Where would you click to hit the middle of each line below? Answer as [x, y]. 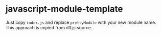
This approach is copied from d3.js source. [49, 27]
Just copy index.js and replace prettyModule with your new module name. [81, 22]
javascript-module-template [64, 9]
